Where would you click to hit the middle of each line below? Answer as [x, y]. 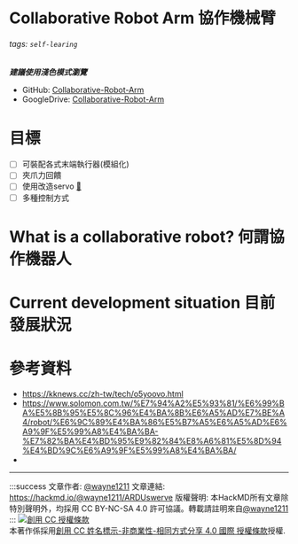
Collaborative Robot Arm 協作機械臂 [143, 18]
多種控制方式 [45, 198]
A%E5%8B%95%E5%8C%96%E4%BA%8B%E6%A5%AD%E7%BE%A [153, 412]
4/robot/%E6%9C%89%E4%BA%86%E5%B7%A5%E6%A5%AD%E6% [155, 422]
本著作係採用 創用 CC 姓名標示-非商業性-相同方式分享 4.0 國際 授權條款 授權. [148, 530]
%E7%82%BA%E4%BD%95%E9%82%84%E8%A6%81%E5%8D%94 [152, 440]
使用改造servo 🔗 [51, 186]
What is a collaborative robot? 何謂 [139, 237]
